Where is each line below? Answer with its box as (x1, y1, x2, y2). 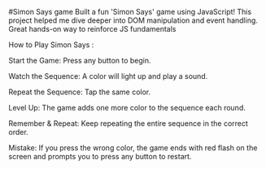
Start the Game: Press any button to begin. (8, 56, 152, 65)
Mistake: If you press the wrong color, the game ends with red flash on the (8, 143, 258, 153)
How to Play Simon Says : (8, 40, 94, 50)
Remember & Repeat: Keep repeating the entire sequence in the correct (8, 119, 248, 128)
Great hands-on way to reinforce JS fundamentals (8, 24, 177, 33)
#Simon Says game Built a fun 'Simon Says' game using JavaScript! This (8, 7, 252, 16)
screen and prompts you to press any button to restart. (8, 152, 192, 161)
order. (8, 128, 28, 136)
